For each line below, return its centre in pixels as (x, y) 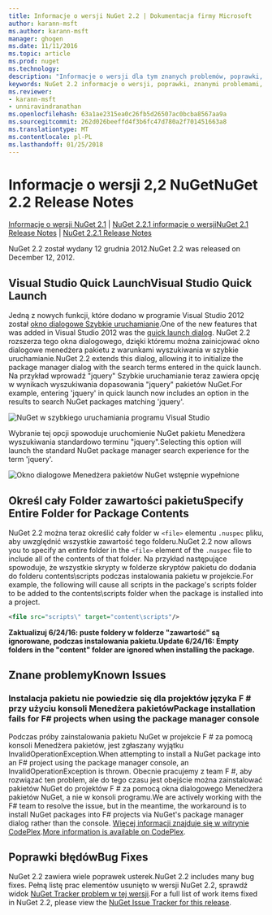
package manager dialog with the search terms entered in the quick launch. (135, 368)
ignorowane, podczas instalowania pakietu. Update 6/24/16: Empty (124, 641)
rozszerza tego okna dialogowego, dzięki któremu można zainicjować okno (134, 342)
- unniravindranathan (45, 107)
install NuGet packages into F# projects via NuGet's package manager (126, 814)
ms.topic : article (39, 54)
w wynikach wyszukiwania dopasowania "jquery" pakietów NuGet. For (125, 385)
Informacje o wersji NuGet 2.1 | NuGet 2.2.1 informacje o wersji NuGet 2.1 (129, 224)
